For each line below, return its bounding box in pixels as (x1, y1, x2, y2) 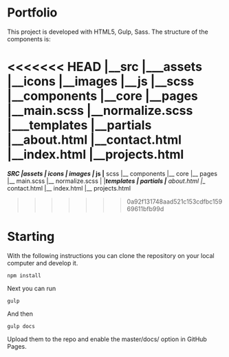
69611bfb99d (127, 204, 164, 213)
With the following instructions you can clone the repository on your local (7, 251, 215, 259)
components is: (7, 34, 51, 43)
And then (7, 310, 33, 318)
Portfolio (7, 5, 58, 21)
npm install (7, 272, 41, 279)
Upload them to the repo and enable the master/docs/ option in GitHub (7, 335, 208, 343)
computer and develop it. (7, 259, 78, 267)
